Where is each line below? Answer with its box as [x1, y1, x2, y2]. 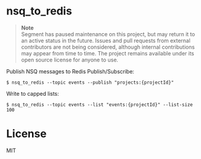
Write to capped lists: [6, 90, 59, 97]
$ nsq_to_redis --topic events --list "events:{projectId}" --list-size [6, 101, 193, 108]
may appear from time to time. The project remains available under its [21, 49, 194, 57]
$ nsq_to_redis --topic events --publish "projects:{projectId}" [6, 79, 174, 86]
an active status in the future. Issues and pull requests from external [21, 37, 191, 44]
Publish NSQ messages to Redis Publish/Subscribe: [6, 67, 135, 75]
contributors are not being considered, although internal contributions [21, 43, 195, 51]
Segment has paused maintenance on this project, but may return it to [21, 30, 195, 37]
